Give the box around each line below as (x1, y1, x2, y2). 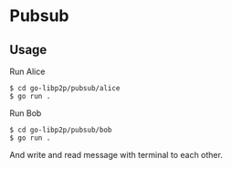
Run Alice (9, 66, 46, 77)
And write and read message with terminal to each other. (9, 150, 224, 160)
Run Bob (9, 108, 42, 119)
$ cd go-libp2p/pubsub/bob (9, 125, 112, 134)
